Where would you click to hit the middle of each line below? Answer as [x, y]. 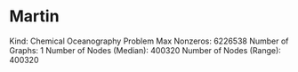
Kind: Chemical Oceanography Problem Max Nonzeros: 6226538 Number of [149, 41]
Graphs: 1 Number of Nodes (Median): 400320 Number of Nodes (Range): [145, 50]
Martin [34, 16]
